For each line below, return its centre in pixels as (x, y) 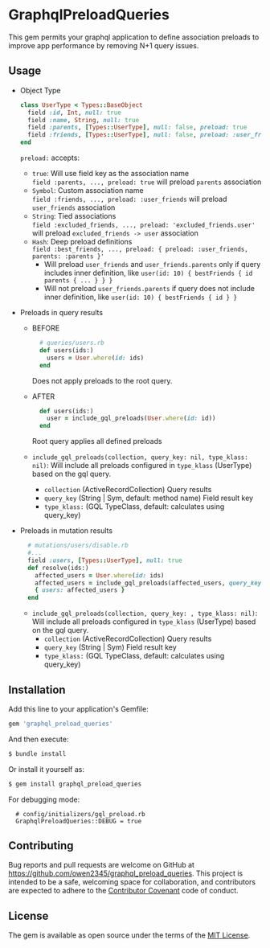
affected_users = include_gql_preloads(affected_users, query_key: (150, 583)
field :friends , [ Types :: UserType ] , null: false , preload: (129, 135)
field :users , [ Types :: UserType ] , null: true (105, 560)
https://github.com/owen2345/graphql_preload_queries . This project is (126, 873)
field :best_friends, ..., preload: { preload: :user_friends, (140, 249)
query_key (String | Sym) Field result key (110, 647)
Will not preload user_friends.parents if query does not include (149, 288)
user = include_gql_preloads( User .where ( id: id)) (131, 419)
